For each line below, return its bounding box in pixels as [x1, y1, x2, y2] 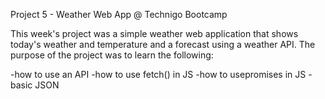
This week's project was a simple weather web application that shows [10, 28, 299, 39]
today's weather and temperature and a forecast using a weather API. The [10, 39, 316, 50]
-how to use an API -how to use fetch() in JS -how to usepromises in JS [10, 69, 307, 80]
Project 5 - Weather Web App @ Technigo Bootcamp [10, 9, 228, 20]
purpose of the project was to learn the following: [10, 49, 214, 61]
